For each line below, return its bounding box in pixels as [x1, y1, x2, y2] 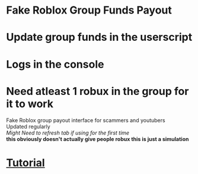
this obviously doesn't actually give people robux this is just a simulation [6, 135, 189, 142]
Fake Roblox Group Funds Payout [6, 4, 172, 17]
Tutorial [6, 156, 46, 169]
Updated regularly [6, 123, 50, 130]
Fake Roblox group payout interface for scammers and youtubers [6, 116, 165, 124]
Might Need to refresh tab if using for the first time [6, 129, 129, 136]
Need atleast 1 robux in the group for [6, 84, 189, 98]
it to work [6, 97, 53, 110]
